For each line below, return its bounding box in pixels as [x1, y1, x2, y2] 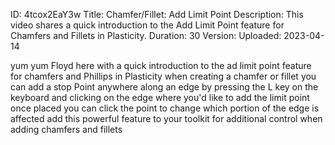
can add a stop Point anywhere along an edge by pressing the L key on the [10, 81, 319, 93]
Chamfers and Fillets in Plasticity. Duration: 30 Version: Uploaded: [10, 30, 282, 41]
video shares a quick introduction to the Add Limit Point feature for [10, 19, 285, 31]
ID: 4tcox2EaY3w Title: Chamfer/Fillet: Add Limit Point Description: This [10, 9, 304, 20]
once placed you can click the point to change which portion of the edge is [10, 102, 320, 114]
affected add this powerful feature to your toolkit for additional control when [10, 113, 323, 124]
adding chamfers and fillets [10, 124, 123, 135]
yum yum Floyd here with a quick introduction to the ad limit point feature [10, 60, 312, 71]
